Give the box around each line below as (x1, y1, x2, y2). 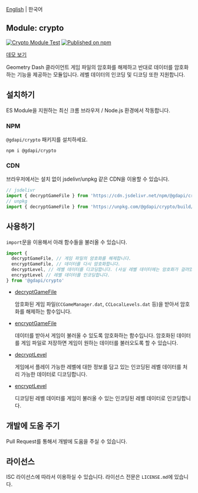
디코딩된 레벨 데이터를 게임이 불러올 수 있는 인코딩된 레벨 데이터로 (14, 394, 166, 401)
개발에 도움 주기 (6, 421, 60, 431)
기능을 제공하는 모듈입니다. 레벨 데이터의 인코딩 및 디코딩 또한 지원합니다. (16, 71, 186, 78)
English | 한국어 (6, 6, 43, 12)
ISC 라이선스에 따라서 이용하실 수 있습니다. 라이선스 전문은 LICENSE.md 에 (6, 474, 173, 481)
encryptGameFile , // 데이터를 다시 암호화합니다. (11, 261, 121, 267)
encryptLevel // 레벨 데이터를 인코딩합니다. (11, 272, 110, 278)
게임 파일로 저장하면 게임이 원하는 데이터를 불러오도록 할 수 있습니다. (21, 339, 179, 346)
